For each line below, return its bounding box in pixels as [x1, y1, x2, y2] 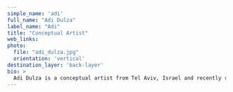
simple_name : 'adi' [7, 10, 64, 17]
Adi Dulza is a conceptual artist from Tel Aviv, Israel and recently [13, 74, 222, 82]
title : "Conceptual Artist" [7, 29, 89, 37]
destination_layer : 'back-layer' [7, 62, 104, 68]
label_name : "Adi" [7, 23, 60, 30]
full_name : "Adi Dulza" [7, 17, 76, 24]
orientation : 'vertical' [13, 55, 85, 62]
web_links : [7, 36, 39, 43]
